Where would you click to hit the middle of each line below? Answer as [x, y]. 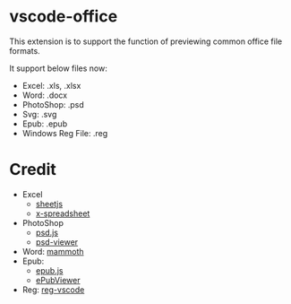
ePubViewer [58, 280]
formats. [25, 50]
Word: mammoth [53, 251]
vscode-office [64, 17]
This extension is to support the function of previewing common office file [146, 41]
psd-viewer [57, 242]
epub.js [49, 270]
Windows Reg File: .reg [65, 133]
